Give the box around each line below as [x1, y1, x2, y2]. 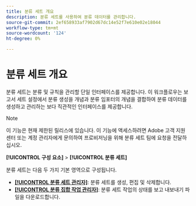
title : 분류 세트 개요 [6, 8, 54, 15]
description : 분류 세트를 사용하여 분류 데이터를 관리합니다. [6, 14, 136, 20]
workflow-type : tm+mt [6, 25, 59, 31]
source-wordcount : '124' [6, 30, 67, 36]
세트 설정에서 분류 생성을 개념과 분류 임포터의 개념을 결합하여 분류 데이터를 [16, 95, 187, 102]
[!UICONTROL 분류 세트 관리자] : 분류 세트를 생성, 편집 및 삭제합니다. [14, 178, 171, 186]
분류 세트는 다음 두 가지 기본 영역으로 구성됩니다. [6, 166, 117, 173]
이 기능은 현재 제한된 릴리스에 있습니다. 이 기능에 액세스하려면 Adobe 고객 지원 [6, 126, 185, 133]
